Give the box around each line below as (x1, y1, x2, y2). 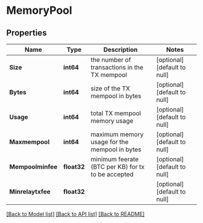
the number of (90, 55, 131, 64)
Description (103, 46, 138, 54)
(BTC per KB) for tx (90, 163, 145, 171)
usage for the (90, 138, 129, 146)
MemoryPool (6, 4, 72, 17)
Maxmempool (9, 138, 50, 146)
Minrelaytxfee (9, 187, 51, 196)
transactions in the (90, 63, 144, 71)
